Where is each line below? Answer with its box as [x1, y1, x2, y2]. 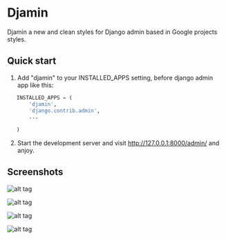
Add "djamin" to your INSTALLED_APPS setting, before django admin [17, 73, 214, 82]
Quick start [7, 55, 57, 67]
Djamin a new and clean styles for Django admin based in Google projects [7, 28, 218, 36]
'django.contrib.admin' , [28, 107, 100, 114]
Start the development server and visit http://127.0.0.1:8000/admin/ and [17, 139, 220, 147]
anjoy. [17, 147, 35, 154]
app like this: [17, 81, 54, 89]
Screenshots [7, 166, 64, 178]
